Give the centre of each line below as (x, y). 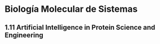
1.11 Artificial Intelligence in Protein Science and (80, 27)
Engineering (24, 35)
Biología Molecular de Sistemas (71, 9)
